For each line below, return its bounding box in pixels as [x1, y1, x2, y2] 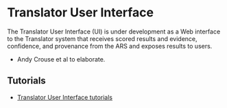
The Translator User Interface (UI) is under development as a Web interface [7, 27, 221, 36]
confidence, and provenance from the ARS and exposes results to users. [7, 42, 213, 50]
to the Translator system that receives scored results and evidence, [7, 34, 198, 42]
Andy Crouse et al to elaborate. [16, 55, 106, 63]
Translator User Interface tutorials [16, 93, 113, 101]
